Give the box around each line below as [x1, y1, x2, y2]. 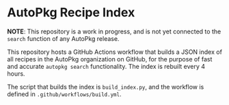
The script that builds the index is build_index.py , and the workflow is [7, 82, 204, 91]
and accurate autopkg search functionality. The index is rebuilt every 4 [7, 62, 206, 70]
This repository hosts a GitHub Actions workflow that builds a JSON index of [7, 48, 222, 56]
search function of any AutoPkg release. [7, 34, 120, 42]
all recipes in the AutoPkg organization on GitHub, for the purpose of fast [7, 55, 213, 63]
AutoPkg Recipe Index [7, 5, 135, 20]
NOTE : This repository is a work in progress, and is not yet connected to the [7, 27, 221, 35]
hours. [7, 70, 25, 78]
